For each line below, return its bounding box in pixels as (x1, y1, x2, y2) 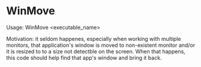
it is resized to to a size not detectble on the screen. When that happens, (6, 47, 186, 55)
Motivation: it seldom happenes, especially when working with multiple (6, 35, 181, 42)
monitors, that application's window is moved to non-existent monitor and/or (6, 42, 196, 49)
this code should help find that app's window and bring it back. (6, 54, 162, 61)
